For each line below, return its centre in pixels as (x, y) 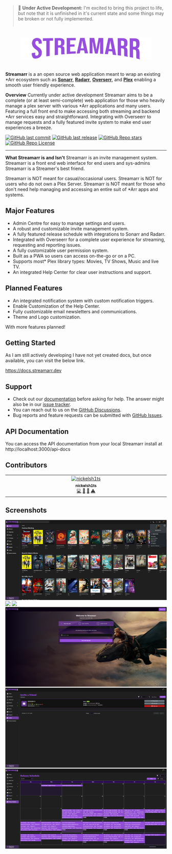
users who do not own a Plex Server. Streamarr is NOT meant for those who (85, 184)
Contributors (26, 465)
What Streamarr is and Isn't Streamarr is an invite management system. (81, 158)
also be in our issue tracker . (42, 404)
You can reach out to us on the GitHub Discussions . (67, 410)
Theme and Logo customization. (47, 317)
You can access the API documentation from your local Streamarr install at (84, 444)
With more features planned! (35, 327)
